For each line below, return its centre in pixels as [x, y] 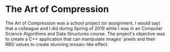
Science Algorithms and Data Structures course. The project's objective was [85, 33]
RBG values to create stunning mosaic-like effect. [57, 44]
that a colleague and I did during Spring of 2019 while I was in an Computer [84, 28]
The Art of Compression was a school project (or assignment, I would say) [83, 23]
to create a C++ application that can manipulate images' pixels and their [80, 39]
